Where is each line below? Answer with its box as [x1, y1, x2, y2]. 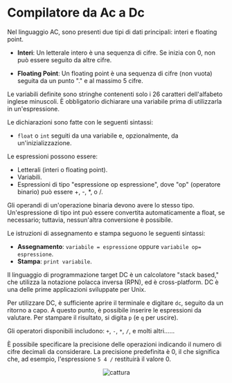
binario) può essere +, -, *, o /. [17, 187, 103, 196]
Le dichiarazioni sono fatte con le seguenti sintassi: [7, 118, 154, 126]
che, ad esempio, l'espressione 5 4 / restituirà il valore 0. [7, 355, 172, 363]
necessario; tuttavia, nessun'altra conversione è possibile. [7, 216, 173, 224]
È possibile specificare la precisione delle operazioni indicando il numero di [7, 340, 222, 348]
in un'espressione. [7, 104, 60, 113]
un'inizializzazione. [17, 138, 72, 147]
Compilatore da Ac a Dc [7, 5, 145, 21]
